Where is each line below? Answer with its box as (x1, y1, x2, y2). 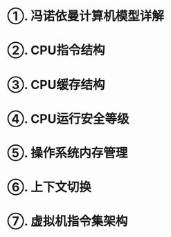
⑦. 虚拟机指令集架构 (7, 214, 128, 229)
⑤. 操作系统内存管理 (7, 145, 128, 161)
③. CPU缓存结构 (7, 77, 105, 93)
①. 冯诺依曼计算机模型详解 (7, 8, 165, 24)
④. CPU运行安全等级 (7, 111, 129, 126)
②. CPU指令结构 (7, 43, 105, 58)
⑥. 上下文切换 (7, 180, 92, 196)
